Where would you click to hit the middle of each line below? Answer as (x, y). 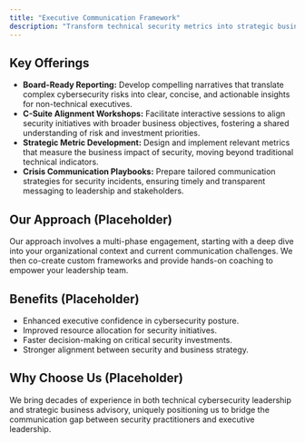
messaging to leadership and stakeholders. (103, 191)
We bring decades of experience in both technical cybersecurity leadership (151, 399)
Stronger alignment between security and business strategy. (136, 349)
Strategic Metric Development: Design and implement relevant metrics (156, 143)
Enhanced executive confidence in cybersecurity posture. (131, 320)
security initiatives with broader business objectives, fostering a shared (156, 123)
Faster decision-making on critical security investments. (128, 340)
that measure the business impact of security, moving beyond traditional (158, 153)
